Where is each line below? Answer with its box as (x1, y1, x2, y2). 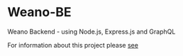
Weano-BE (7, 4, 72, 20)
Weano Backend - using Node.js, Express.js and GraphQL (7, 27, 176, 36)
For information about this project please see (7, 41, 138, 49)
